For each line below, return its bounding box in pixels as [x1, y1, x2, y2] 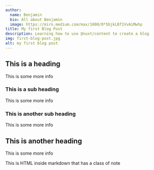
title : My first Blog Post [5, 27, 63, 32]
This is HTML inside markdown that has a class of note [5, 160, 121, 166]
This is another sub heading [5, 110, 76, 117]
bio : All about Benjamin [10, 17, 63, 22]
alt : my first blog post [5, 41, 58, 46]
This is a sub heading [5, 86, 59, 93]
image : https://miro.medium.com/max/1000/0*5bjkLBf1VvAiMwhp [10, 21, 143, 27]
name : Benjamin [10, 12, 42, 17]
